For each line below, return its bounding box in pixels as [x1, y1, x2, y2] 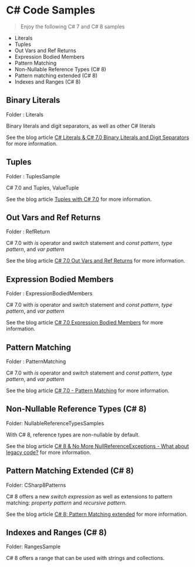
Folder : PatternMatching [6, 358, 66, 365]
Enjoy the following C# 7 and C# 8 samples [20, 23, 125, 30]
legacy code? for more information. [6, 449, 92, 456]
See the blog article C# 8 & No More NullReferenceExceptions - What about [6, 442, 189, 449]
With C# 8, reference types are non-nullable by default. [6, 431, 140, 438]
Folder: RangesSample [6, 543, 60, 551]
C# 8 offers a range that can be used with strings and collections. [6, 555, 165, 562]
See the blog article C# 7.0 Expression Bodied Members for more [6, 319, 163, 326]
